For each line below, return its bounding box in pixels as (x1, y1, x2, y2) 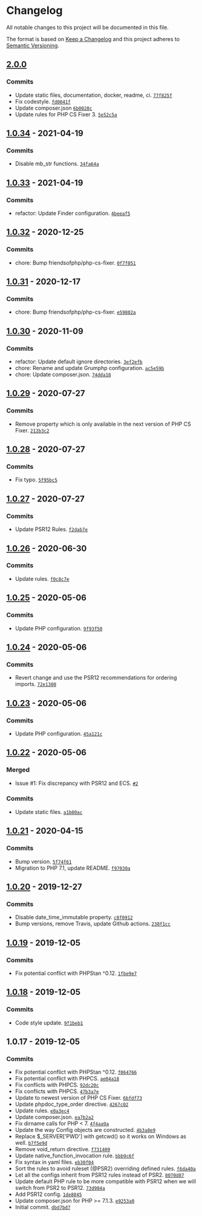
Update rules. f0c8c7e (15, 575, 70, 582)
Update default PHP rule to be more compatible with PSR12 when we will (15, 1178, 197, 1185)
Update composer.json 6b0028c (15, 104, 93, 111)
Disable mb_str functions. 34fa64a (15, 160, 99, 167)
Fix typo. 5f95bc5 (15, 476, 57, 483)
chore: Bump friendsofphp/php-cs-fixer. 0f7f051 (15, 259, 136, 266)
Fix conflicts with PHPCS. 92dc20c (15, 1082, 99, 1089)
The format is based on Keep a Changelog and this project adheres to (6, 35, 180, 42)
